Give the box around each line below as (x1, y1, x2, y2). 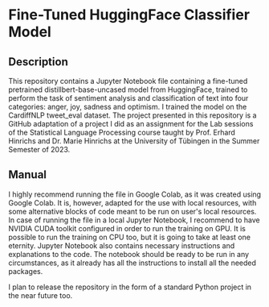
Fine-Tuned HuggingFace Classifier (8, 6, 251, 24)
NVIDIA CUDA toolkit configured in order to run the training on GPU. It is (8, 223, 247, 233)
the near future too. (8, 290, 73, 300)
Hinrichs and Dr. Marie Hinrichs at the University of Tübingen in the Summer (8, 136, 260, 146)
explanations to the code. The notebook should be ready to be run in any (8, 249, 250, 259)
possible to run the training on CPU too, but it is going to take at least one (8, 232, 251, 242)
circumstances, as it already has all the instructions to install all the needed (8, 258, 257, 268)
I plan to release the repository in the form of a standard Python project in (8, 282, 251, 292)
